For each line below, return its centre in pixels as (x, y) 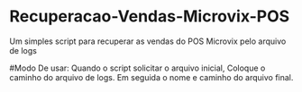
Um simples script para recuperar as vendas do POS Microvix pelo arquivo (148, 41)
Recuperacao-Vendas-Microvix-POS (150, 17)
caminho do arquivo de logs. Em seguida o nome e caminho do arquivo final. (151, 77)
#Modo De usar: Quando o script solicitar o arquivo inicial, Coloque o (137, 68)
